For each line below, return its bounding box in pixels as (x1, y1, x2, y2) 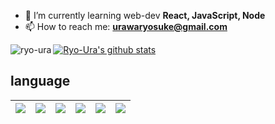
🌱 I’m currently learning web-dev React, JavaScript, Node (24, 10, 266, 21)
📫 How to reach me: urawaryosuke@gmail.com (24, 21, 228, 32)
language (10, 73, 71, 90)
